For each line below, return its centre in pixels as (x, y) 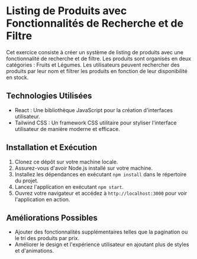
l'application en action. (42, 199)
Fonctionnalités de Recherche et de (95, 23)
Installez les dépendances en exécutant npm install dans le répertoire (101, 174)
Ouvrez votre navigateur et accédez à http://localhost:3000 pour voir (101, 193)
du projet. (26, 181)
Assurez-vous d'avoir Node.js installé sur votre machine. (83, 168)
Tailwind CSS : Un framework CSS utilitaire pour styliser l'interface (96, 123)
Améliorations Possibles (52, 217)
